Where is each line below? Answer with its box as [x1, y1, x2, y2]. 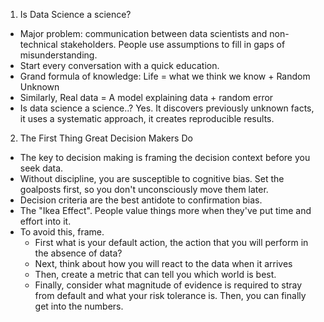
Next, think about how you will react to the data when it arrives [34, 258, 293, 269]
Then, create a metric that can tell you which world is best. [34, 269, 277, 280]
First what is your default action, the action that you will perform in [34, 237, 309, 248]
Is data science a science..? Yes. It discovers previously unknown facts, [19, 102, 315, 114]
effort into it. [19, 215, 72, 227]
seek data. [19, 162, 64, 174]
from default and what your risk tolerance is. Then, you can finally [34, 290, 307, 301]
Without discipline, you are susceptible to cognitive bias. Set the [19, 173, 285, 184]
